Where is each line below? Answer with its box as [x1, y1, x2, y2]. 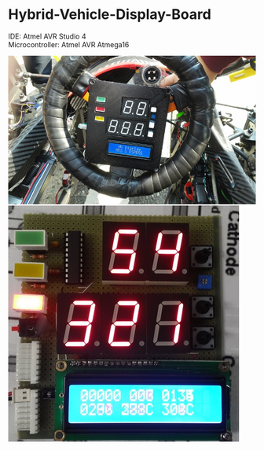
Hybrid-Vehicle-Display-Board [8, 6, 212, 24]
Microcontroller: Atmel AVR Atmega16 [8, 39, 130, 49]
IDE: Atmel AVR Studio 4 [8, 31, 86, 41]
